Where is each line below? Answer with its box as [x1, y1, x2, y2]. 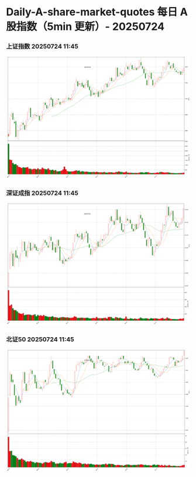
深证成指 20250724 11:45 [6, 188, 79, 197]
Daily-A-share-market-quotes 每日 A [6, 5, 188, 19]
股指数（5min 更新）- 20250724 [6, 20, 165, 33]
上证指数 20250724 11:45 [6, 42, 79, 50]
